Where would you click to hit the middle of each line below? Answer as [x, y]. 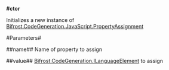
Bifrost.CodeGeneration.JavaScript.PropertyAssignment [75, 26]
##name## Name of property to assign [54, 49]
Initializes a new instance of [40, 20]
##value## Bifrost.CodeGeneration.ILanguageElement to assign [84, 61]
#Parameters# [24, 38]
